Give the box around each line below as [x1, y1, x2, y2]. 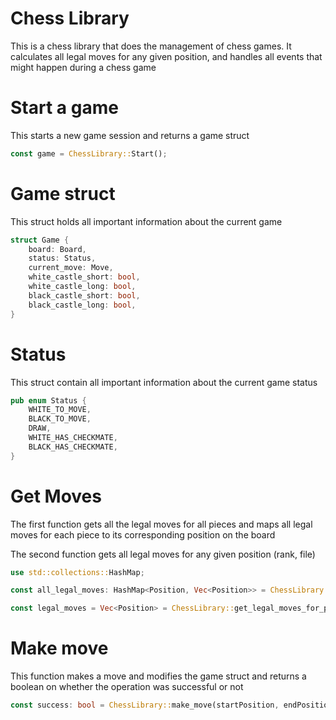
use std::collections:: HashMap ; [10, 567, 145, 577]
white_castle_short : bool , [28, 272, 141, 282]
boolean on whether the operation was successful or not [10, 681, 244, 693]
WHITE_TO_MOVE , [28, 405, 92, 415]
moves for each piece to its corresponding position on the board [10, 528, 276, 541]
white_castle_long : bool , [28, 282, 137, 292]
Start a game [10, 97, 119, 119]
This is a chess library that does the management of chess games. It [10, 40, 292, 52]
